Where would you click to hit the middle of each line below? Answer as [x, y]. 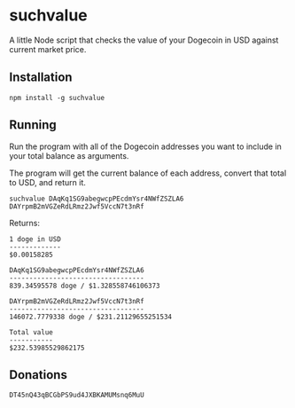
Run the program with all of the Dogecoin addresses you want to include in [145, 146]
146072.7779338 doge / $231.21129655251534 [91, 317]
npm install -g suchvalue [57, 98]
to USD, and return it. [48, 182]
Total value [31, 332]
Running [33, 125]
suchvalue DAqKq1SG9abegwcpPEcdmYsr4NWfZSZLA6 [97, 199]
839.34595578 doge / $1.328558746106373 [85, 286]
